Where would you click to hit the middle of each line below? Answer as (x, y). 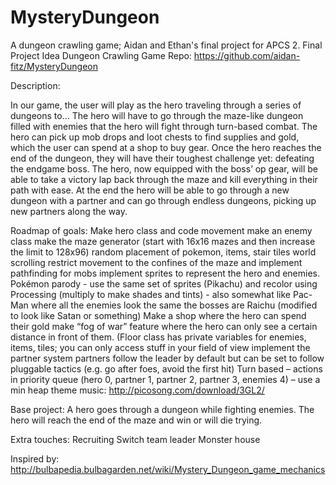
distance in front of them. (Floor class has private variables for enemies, (158, 337)
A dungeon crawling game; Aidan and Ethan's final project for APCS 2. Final (166, 45)
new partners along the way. (69, 211)
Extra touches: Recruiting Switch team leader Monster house (135, 439)
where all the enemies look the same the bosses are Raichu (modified (174, 305)
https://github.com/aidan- (247, 55)
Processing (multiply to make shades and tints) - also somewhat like (151, 294)
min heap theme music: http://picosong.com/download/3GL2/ (137, 390)
